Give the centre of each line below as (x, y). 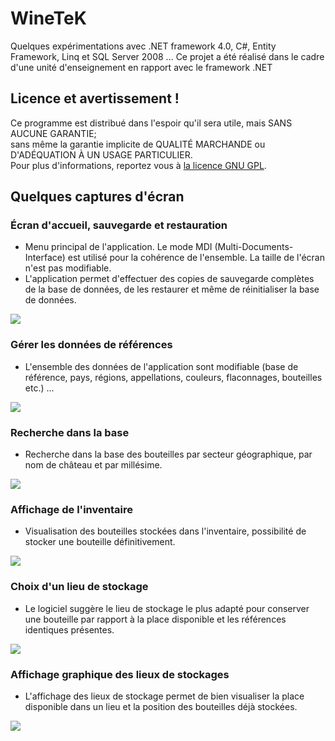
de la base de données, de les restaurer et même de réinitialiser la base (172, 289)
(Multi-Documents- (254, 247)
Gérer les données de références (91, 345)
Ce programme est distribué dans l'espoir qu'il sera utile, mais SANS (151, 123)
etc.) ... (39, 388)
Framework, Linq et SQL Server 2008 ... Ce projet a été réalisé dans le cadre (167, 56)
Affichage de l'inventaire (71, 509)
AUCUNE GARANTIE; (53, 133)
